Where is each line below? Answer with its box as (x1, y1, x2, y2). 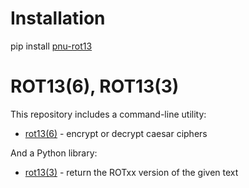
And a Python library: (10, 147, 98, 159)
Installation (10, 7, 106, 30)
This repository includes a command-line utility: (10, 108, 207, 120)
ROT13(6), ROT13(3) (10, 75, 180, 98)
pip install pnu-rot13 (10, 40, 93, 52)
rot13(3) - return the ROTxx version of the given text (24, 166, 239, 178)
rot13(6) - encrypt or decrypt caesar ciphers (24, 127, 208, 139)
